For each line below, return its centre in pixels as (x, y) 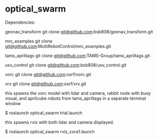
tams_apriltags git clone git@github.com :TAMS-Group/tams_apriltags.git (78, 55)
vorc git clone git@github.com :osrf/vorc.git (48, 74)
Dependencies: (20, 22)
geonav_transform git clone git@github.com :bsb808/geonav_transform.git (79, 31)
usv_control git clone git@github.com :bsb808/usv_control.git (66, 65)
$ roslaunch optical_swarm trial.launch (44, 113)
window (13, 103)
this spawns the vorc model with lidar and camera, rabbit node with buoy (78, 93)
